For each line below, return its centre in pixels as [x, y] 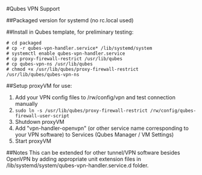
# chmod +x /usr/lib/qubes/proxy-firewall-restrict [72, 69]
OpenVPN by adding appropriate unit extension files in [74, 159]
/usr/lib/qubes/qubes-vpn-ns [43, 75]
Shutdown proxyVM [39, 122]
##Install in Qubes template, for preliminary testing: [70, 32]
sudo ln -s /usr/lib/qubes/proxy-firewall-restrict [81, 111]
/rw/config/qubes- [173, 111]
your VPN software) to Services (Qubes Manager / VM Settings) [94, 134]
